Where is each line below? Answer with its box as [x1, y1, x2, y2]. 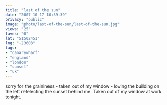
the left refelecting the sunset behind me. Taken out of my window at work [5, 89, 162, 94]
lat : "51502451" [5, 36, 40, 41]
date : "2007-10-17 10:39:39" [5, 12, 67, 17]
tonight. [5, 94, 21, 100]
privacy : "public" [5, 17, 44, 22]
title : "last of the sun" [5, 7, 60, 13]
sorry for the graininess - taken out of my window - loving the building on [5, 83, 160, 89]
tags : [5, 45, 17, 50]
